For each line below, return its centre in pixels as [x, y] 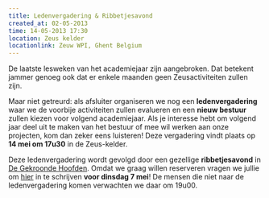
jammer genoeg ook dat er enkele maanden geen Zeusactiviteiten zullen [128, 77]
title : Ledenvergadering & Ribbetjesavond [81, 16]
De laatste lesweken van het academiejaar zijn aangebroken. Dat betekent [131, 68]
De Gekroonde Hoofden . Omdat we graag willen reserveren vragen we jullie [134, 168]
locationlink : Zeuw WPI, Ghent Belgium [75, 46]
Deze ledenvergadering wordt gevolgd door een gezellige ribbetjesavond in [135, 160]
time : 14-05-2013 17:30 [48, 31]
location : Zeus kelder [46, 38]
